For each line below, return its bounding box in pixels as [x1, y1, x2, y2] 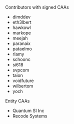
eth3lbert [12, 19, 31, 25]
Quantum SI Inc [12, 107, 44, 113]
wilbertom [12, 83, 33, 89]
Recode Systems [12, 113, 47, 119]
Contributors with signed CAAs [5, 4, 69, 10]
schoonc [12, 56, 31, 62]
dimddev [12, 14, 31, 19]
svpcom [12, 67, 29, 73]
